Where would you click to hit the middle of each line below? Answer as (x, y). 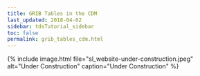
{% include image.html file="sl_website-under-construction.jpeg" (100, 59)
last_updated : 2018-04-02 (44, 20)
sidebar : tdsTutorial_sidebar (51, 26)
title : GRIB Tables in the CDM (52, 13)
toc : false (23, 33)
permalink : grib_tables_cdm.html (55, 39)
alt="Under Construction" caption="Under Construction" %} (93, 66)
